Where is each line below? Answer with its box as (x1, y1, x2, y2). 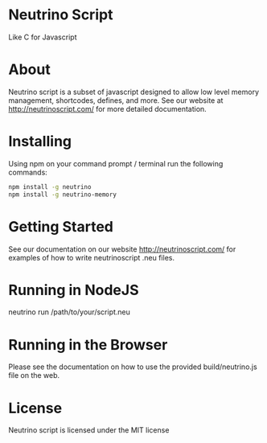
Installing (8, 133, 72, 150)
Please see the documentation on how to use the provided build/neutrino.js (8, 362, 257, 371)
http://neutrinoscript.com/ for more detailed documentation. (8, 104, 207, 113)
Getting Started (8, 217, 114, 236)
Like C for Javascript (8, 32, 77, 42)
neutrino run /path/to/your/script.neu (8, 307, 131, 317)
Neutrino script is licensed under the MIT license (8, 425, 170, 435)
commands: (8, 167, 48, 177)
